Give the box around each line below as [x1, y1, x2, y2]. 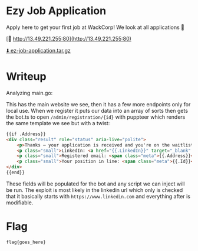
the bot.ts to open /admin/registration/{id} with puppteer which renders [6, 113, 186, 120]
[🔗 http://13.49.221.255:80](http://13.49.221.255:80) [6, 35, 131, 42]
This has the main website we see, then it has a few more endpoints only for [6, 100, 191, 107]
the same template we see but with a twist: [6, 119, 110, 126]
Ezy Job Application [6, 4, 107, 18]
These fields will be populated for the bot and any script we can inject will [6, 180, 185, 187]
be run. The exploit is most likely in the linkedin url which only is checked [6, 186, 183, 193]
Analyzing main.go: [6, 89, 53, 96]
